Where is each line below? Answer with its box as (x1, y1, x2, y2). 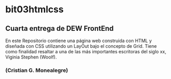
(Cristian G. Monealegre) (5, 67, 68, 74)
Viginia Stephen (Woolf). (5, 54, 57, 60)
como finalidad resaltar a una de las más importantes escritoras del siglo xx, (5, 49, 166, 54)
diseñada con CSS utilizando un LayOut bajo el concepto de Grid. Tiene (5, 43, 157, 49)
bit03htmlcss (5, 4, 64, 15)
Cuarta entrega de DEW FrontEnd (5, 24, 114, 33)
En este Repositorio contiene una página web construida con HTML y (5, 37, 152, 44)
